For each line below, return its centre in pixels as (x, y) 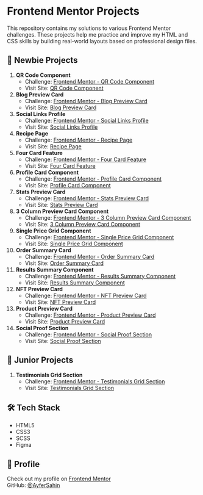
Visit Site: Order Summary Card (64, 263)
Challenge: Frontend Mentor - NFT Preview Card (86, 295)
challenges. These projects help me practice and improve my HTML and (98, 34)
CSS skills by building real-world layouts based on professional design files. (102, 41)
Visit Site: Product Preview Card (65, 321)
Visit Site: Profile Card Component (68, 185)
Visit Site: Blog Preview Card (61, 107)
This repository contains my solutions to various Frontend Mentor (89, 28)
